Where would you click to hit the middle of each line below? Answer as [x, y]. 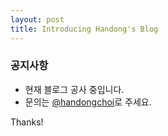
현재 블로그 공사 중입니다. [74, 89]
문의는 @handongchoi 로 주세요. [88, 102]
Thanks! [27, 122]
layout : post [37, 19]
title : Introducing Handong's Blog [84, 29]
